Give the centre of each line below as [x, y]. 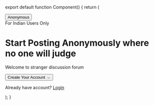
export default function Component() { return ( [52, 7]
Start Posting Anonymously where [77, 43]
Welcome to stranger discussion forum [44, 67]
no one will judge [41, 53]
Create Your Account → [29, 77]
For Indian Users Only [27, 23]
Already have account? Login [35, 87]
